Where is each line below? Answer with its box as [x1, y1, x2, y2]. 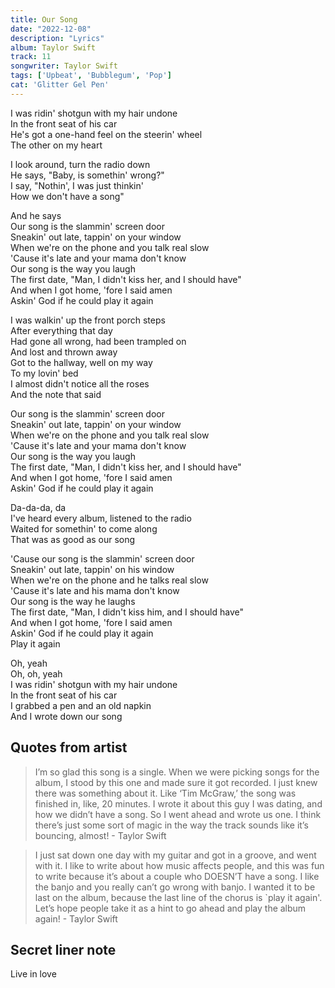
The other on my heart [10, 139, 103, 151]
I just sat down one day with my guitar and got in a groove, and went [34, 849, 317, 861]
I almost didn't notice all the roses [10, 377, 150, 390]
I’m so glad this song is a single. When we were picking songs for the [34, 766, 320, 778]
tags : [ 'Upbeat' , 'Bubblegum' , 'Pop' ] [10, 71, 172, 81]
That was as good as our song [10, 533, 136, 545]
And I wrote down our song [10, 710, 123, 722]
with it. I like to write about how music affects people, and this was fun [34, 859, 325, 871]
